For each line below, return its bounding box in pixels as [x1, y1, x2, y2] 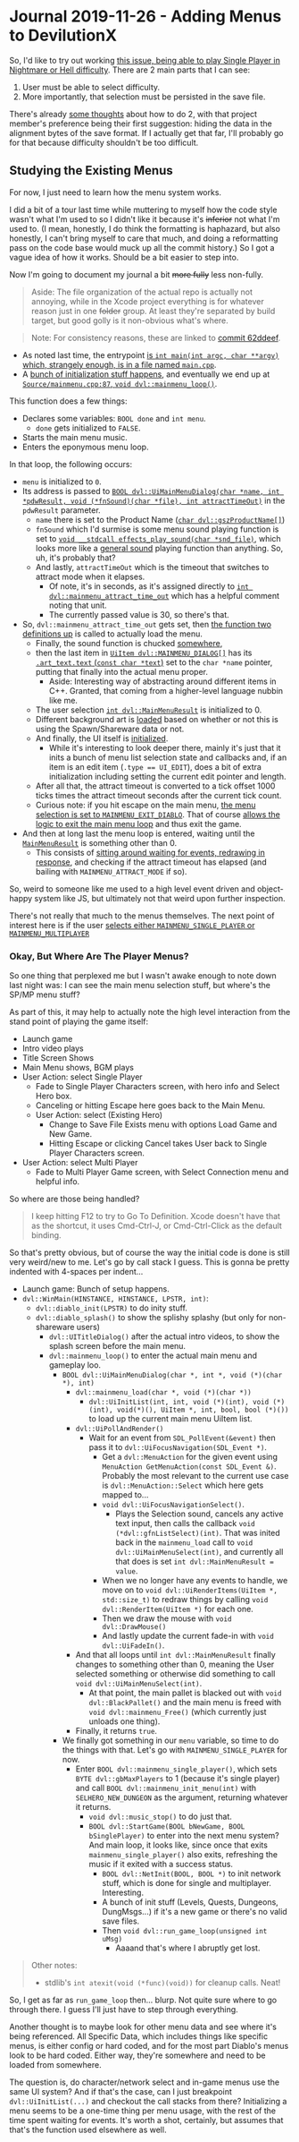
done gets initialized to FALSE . [35, 422, 141, 433]
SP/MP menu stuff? [9, 989, 80, 1000]
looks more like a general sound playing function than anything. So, [35, 542, 284, 553]
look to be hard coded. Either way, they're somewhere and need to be [9, 2050, 266, 2061]
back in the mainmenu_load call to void [115, 1537, 253, 1548]
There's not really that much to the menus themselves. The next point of [9, 910, 275, 921]
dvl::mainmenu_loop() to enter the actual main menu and [48, 1350, 257, 1361]
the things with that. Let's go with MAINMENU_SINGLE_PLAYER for [62, 1745, 288, 1755]
